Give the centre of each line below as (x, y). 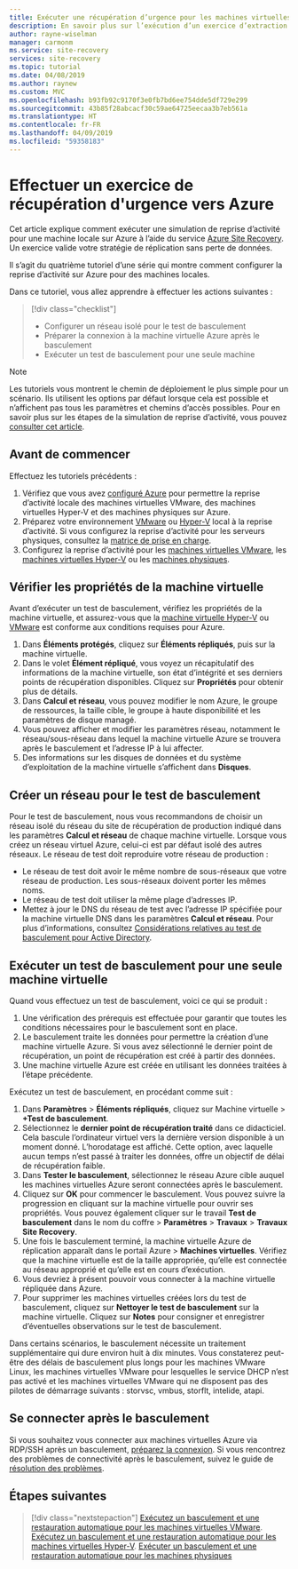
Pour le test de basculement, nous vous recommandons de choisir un (136, 816)
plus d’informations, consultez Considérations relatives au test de (141, 928)
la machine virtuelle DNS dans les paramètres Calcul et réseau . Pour (148, 919)
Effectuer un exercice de (101, 185)
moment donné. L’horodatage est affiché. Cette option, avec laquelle (147, 1146)
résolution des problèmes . (57, 1468)
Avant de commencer (70, 454)
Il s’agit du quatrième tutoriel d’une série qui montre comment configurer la (146, 265)
